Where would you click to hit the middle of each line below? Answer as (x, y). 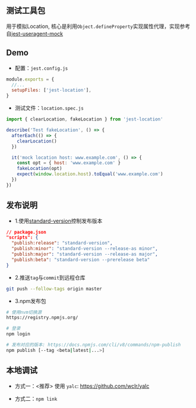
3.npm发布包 (30, 301)
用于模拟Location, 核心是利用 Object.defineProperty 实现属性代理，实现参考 (98, 26)
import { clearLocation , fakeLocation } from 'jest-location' (85, 119)
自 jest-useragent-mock (35, 33)
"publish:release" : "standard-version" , (62, 243)
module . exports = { (30, 79)
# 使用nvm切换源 (24, 312)
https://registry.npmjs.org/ (42, 318)
